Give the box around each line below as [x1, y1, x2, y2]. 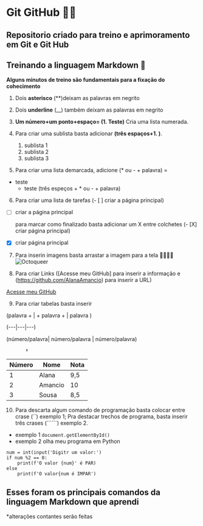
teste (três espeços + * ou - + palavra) [24, 185, 121, 192]
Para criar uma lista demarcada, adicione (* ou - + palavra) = [15, 167, 168, 174]
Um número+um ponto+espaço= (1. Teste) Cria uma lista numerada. [15, 118, 189, 126]
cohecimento [6, 82, 41, 90]
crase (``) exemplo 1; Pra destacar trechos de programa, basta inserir [15, 413, 188, 420]
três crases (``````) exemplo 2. [15, 419, 88, 427]
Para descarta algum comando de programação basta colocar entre [15, 406, 185, 414]
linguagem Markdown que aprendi [6, 497, 139, 507]
